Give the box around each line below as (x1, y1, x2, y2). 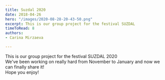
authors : (5, 30, 23, 35)
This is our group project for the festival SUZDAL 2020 (5, 53, 117, 59)
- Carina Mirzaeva (5, 35, 43, 40)
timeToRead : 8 (5, 26, 35, 31)
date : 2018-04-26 (5, 12, 41, 17)
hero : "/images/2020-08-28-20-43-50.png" (5, 16, 93, 21)
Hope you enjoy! (5, 69, 39, 75)
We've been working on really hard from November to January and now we (5, 58, 160, 64)
